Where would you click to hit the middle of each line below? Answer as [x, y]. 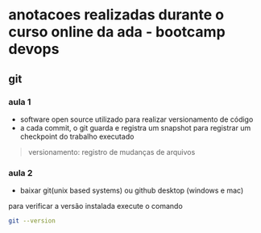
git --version [32, 221]
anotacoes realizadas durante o [116, 15]
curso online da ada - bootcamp [117, 32]
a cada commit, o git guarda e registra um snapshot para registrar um [135, 127]
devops [34, 49]
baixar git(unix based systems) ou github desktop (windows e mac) [132, 190]
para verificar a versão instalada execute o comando [95, 206]
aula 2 [21, 173]
